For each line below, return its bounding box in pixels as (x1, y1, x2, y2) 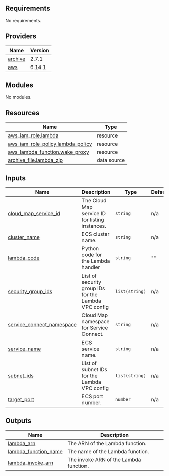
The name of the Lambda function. (67, 448, 149, 455)
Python (81, 245, 99, 252)
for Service (81, 324, 108, 331)
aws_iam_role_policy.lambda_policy (8, 141, 92, 148)
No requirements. (5, 17, 42, 23)
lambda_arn (8, 440, 36, 447)
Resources (5, 108, 40, 117)
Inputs (5, 174, 26, 182)
